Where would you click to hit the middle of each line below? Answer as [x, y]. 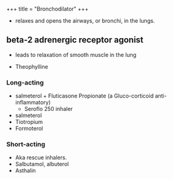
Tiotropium [29, 122]
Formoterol [29, 129]
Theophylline [31, 66]
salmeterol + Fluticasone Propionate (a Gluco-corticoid [84, 96]
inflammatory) [33, 102]
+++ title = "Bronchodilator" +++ [47, 9]
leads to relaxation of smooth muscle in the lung [75, 55]
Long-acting [25, 82]
